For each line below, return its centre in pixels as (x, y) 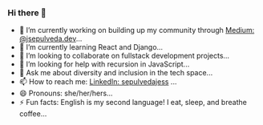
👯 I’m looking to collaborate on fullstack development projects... (124, 56)
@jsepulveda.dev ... (51, 38)
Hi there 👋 (27, 13)
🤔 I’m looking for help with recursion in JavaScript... (104, 64)
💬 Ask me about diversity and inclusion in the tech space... (116, 73)
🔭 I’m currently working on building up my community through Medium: (137, 30)
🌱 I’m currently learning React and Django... (91, 47)
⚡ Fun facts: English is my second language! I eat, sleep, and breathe (133, 103)
